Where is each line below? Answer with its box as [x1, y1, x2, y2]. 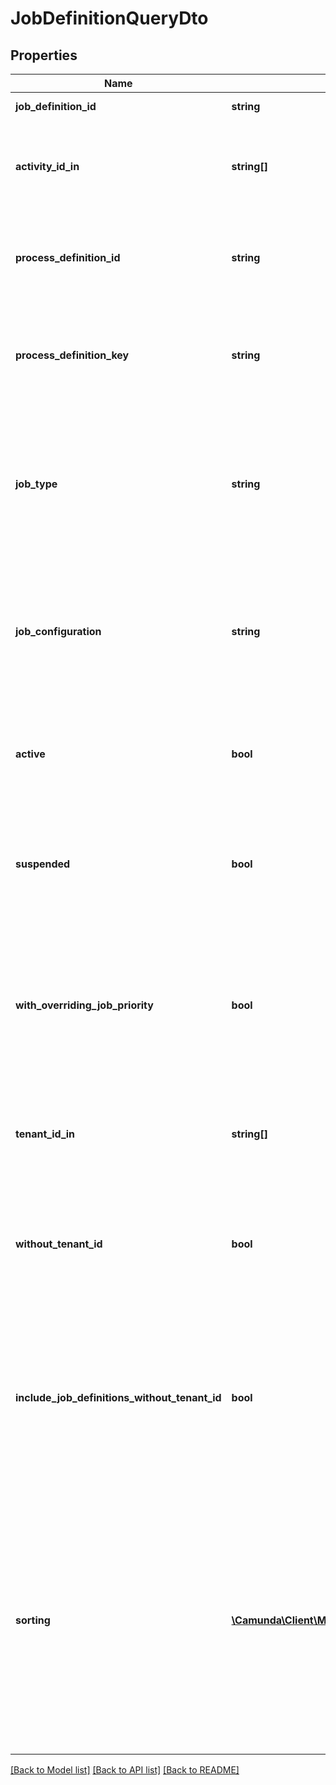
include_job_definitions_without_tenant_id [15, 1391, 222, 1404]
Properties [10, 47, 78, 64]
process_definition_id [15, 251, 121, 264]
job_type [15, 477, 58, 491]
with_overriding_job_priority [15, 998, 154, 1012]
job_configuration [15, 625, 102, 638]
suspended [15, 857, 71, 871]
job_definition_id [15, 100, 97, 113]
